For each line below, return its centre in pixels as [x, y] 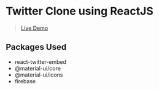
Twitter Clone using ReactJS [80, 11]
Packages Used [36, 47]
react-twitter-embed [41, 61]
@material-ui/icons [39, 75]
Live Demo [34, 28]
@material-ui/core [37, 68]
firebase [25, 81]
